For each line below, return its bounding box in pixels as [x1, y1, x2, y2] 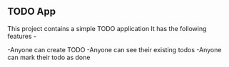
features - [7, 32, 37, 40]
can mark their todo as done [7, 53, 91, 61]
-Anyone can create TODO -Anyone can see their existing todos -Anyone [7, 45, 222, 54]
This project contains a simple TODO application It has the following [7, 24, 207, 32]
